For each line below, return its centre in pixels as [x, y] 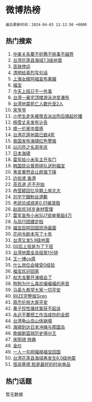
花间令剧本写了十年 [32, 234]
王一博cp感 [24, 259]
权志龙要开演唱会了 [32, 277]
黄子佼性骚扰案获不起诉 [37, 308]
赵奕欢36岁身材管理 [33, 209]
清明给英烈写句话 [30, 72]
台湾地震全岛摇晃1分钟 [35, 252]
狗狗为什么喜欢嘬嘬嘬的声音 [41, 283]
